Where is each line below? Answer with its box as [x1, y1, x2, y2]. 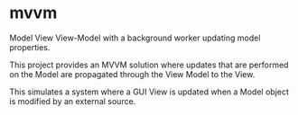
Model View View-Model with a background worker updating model [9, 32, 261, 43]
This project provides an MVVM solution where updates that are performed [9, 59, 289, 70]
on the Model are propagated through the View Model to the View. [9, 68, 256, 79]
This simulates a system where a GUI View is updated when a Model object [9, 86, 289, 97]
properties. [9, 41, 51, 52]
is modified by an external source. [9, 95, 136, 106]
